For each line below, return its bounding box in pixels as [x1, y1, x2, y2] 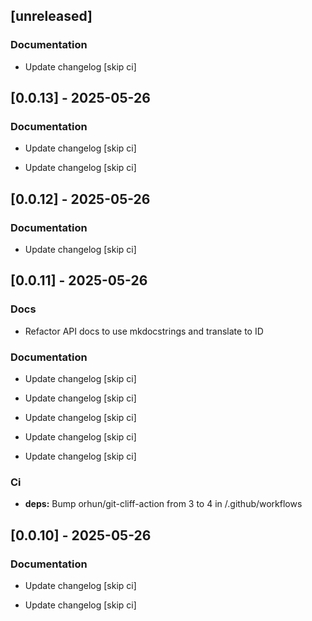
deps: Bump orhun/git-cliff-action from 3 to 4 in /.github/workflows [24, 498, 303, 510]
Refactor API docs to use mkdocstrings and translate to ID [24, 325, 264, 337]
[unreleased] [10, 8, 93, 25]
